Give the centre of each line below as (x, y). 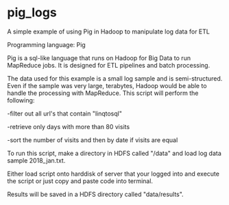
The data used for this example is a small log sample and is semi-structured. (115, 78)
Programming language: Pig (46, 44)
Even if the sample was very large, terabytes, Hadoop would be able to (107, 85)
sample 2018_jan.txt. (36, 160)
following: (21, 100)
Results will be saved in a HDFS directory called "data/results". (95, 194)
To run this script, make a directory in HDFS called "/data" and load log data (114, 153)
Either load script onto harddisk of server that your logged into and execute (113, 174)
